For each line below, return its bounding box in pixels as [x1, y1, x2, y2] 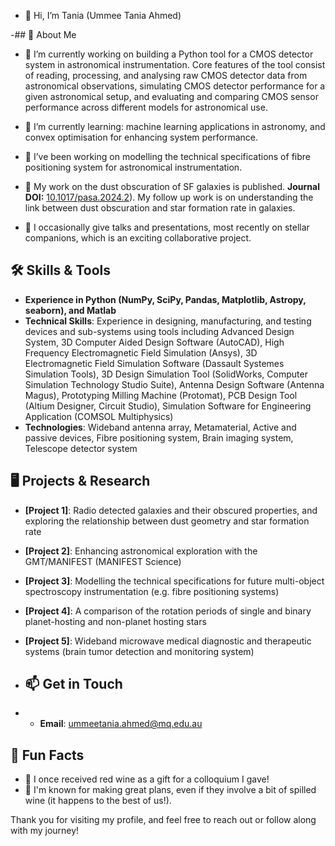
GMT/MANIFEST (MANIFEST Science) [24, 555, 182, 567]
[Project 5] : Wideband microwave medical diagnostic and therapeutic [24, 635, 312, 647]
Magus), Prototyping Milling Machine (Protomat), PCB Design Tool [24, 389, 298, 401]
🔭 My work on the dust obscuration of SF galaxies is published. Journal [24, 181, 320, 192]
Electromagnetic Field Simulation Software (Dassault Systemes [24, 357, 285, 369]
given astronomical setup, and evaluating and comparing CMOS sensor [24, 91, 319, 102]
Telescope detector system [24, 442, 138, 454]
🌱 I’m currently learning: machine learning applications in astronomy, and [24, 121, 326, 132]
